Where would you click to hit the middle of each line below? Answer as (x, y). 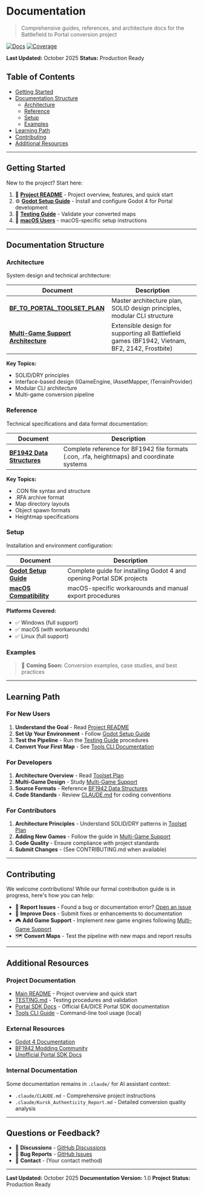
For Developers (29, 762)
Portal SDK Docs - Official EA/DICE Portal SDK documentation (92, 1006)
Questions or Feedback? (53, 1133)
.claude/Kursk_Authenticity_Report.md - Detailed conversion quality (100, 1102)
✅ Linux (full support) (42, 636)
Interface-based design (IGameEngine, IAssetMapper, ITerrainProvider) (104, 382)
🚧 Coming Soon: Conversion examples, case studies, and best (99, 665)
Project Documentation (41, 980)
